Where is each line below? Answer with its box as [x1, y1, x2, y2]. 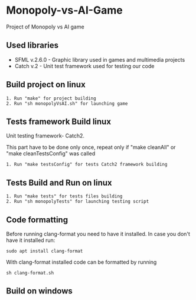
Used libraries [6, 40, 59, 50]
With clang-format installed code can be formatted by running [6, 258, 157, 266]
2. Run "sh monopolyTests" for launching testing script [6, 199, 149, 205]
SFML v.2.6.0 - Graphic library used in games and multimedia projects [14, 56, 185, 63]
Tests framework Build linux [6, 116, 111, 126]
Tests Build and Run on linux [6, 177, 112, 187]
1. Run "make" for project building [6, 95, 96, 101]
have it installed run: [6, 237, 55, 244]
